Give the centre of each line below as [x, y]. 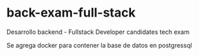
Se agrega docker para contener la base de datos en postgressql [99, 45]
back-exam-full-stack [71, 13]
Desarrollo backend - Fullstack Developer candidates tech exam [98, 32]
